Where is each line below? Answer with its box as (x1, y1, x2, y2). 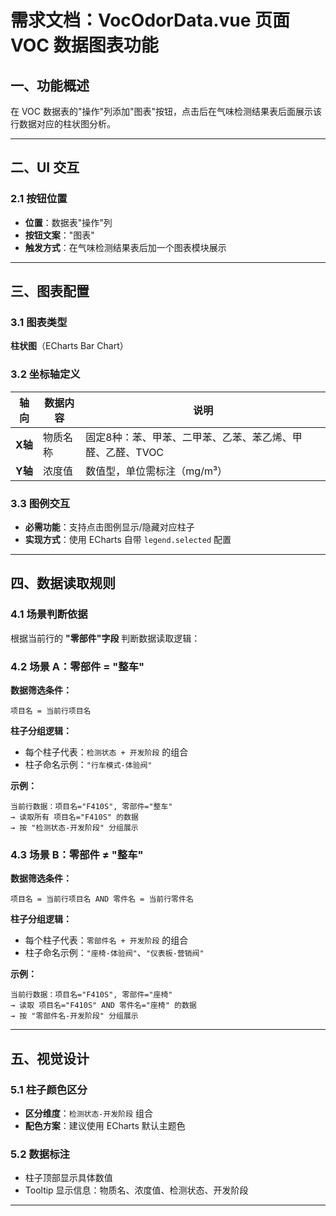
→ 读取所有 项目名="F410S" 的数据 (10, 812, 139, 822)
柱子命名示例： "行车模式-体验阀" (24, 758, 153, 770)
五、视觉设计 (10, 1050, 90, 1067)
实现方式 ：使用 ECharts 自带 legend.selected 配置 (24, 533, 232, 545)
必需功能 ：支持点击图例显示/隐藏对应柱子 (24, 521, 195, 533)
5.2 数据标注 (10, 1147, 70, 1161)
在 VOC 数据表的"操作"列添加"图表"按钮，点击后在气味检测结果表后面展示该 (10, 106, 323, 117)
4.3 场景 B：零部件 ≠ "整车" (10, 847, 144, 861)
